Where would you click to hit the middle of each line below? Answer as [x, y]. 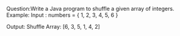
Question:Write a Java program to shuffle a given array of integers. [90, 9]
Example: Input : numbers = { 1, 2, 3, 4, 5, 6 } [62, 15]
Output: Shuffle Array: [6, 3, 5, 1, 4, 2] [53, 27]
